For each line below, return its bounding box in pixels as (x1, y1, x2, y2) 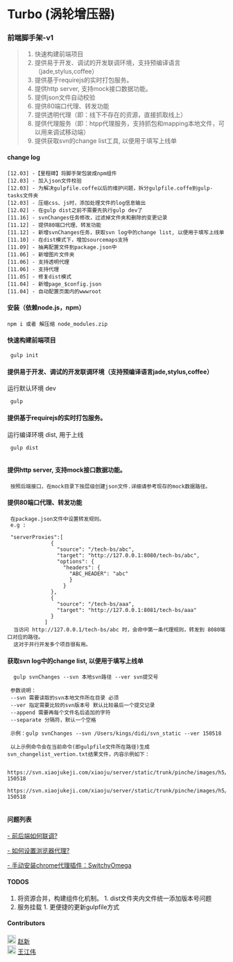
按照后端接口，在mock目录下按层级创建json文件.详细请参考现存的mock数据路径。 (10, 483, 211, 490)
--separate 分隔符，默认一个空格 (10, 717, 96, 724)
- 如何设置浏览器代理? (7, 847, 70, 855)
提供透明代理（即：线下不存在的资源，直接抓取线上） (34, 110, 187, 119)
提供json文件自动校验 (34, 93, 96, 101)
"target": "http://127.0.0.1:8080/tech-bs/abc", (56, 552, 200, 559)
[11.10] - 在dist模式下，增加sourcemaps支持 (7, 236, 128, 243)
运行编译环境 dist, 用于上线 (7, 430, 84, 438)
